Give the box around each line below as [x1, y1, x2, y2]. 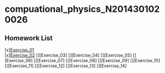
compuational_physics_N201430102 [4, 3, 160, 15]
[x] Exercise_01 [4, 47, 34, 53]
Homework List [4, 34, 53, 42]
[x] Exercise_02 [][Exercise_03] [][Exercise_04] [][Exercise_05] [4, 52, 132, 58]
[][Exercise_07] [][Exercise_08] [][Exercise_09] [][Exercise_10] [33, 58, 161, 63]
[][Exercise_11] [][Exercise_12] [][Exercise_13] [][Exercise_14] [4, 63, 127, 69]
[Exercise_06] [4, 58, 33, 63]
